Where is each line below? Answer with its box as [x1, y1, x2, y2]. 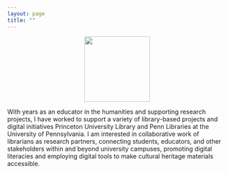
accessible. [7, 159, 40, 167]
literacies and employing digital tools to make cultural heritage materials [7, 151, 214, 160]
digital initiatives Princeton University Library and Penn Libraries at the [7, 122, 209, 130]
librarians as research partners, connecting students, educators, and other [7, 137, 222, 145]
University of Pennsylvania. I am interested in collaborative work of [7, 130, 199, 138]
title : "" [7, 17, 36, 24]
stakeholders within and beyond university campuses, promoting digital [7, 144, 213, 153]
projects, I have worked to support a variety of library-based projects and [7, 114, 218, 123]
